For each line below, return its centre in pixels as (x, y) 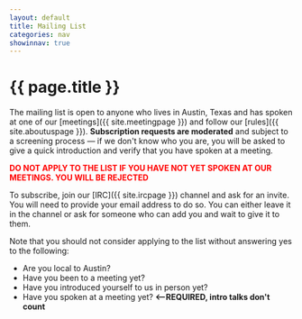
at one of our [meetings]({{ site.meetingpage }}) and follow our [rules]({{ (144, 122)
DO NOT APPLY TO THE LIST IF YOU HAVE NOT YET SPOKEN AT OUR (141, 169)
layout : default (40, 18)
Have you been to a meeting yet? (84, 278)
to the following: (39, 251)
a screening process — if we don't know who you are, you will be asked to (147, 141)
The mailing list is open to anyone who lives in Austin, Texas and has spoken (151, 113)
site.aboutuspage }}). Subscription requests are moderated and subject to (149, 132)
